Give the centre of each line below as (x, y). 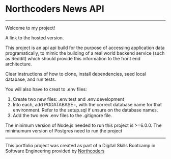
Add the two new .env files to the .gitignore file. (62, 115)
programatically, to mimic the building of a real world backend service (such (85, 53)
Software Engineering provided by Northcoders (55, 151)
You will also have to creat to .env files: (46, 89)
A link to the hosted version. (35, 38)
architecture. (19, 64)
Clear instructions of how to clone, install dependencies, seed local (76, 74)
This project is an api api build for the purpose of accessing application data (85, 48)
